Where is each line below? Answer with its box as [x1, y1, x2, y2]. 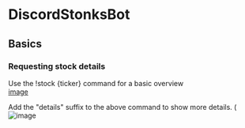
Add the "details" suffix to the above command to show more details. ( [8, 102, 237, 111]
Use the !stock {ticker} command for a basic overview [8, 78, 184, 88]
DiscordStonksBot [8, 6, 130, 24]
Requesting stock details [8, 61, 106, 72]
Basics [8, 37, 42, 51]
